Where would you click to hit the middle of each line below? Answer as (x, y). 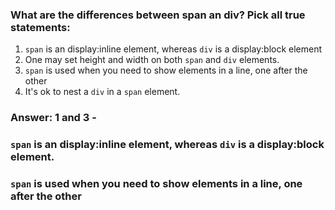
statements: (40, 27)
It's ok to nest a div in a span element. (102, 92)
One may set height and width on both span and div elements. (152, 60)
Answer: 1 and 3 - (53, 118)
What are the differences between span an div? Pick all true (158, 15)
